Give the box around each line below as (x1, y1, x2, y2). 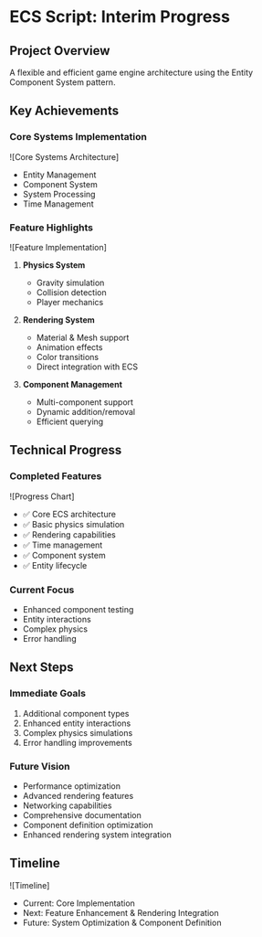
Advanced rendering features (22, 790, 134, 801)
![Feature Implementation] (9, 241, 108, 252)
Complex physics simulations (22, 727, 133, 738)
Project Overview (9, 43, 110, 59)
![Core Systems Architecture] (9, 151, 120, 162)
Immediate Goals (9, 687, 87, 700)
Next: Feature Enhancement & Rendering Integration (22, 907, 219, 918)
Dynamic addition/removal (36, 406, 136, 417)
